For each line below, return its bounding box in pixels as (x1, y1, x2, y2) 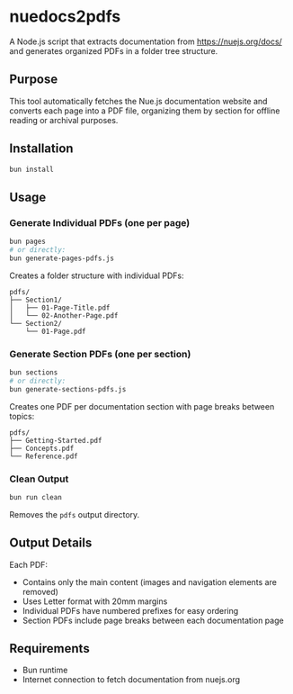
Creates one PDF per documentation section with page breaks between (9, 401, 275, 411)
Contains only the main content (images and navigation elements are (22, 576, 277, 587)
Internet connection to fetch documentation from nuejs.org (22, 674, 241, 685)
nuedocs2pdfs (9, 6, 121, 27)
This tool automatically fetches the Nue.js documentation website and (9, 95, 268, 106)
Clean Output (9, 473, 69, 485)
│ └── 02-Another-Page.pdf (9, 311, 119, 320)
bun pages (9, 237, 47, 247)
